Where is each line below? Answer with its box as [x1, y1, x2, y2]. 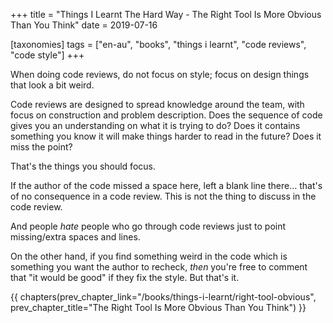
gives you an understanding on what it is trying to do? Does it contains [10, 120, 301, 131]
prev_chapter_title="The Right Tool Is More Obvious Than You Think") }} [10, 302, 307, 313]
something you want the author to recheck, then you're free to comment [10, 261, 308, 273]
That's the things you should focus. [10, 160, 156, 172]
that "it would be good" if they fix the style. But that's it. [10, 272, 240, 283]
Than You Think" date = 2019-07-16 [10, 19, 158, 31]
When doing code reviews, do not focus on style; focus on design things [10, 69, 310, 80]
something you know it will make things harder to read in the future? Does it [10, 130, 322, 142]
